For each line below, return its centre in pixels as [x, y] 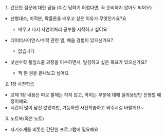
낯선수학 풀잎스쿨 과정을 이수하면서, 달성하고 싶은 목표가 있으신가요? [79, 62]
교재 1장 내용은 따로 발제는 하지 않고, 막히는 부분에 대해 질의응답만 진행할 [83, 95]
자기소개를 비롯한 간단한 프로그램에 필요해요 [54, 129]
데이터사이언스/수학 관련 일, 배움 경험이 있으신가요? [62, 40]
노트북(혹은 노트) [27, 119]
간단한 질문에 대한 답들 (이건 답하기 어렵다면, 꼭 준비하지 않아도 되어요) [81, 7]
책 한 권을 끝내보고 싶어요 [43, 73]
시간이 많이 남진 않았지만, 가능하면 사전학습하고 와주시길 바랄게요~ [77, 107]
